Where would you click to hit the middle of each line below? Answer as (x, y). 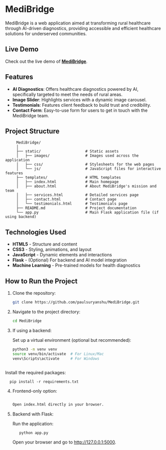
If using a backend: (32, 330)
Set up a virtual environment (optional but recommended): (72, 340)
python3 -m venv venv (35, 349)
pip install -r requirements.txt (44, 382)
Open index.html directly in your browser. (58, 405)
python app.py (34, 433)
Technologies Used (36, 232)
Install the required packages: (36, 373)
